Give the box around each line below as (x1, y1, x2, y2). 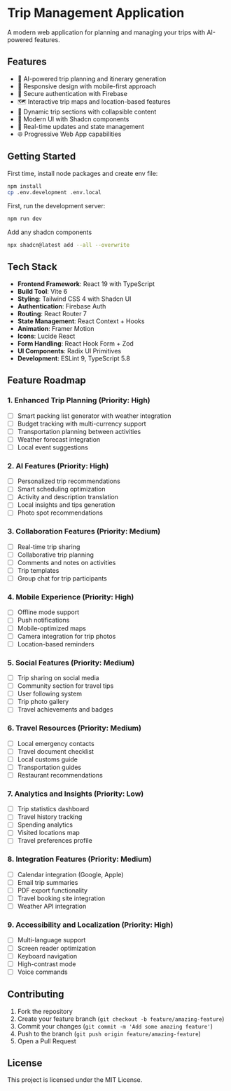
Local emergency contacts (17, 739, 94, 747)
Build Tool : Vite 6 (17, 287, 68, 295)
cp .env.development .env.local (7, 189, 101, 196)
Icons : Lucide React (17, 332, 76, 340)
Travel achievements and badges (17, 705, 113, 714)
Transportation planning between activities (17, 427, 141, 435)
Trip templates (17, 566, 59, 574)
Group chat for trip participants (17, 574, 107, 583)
